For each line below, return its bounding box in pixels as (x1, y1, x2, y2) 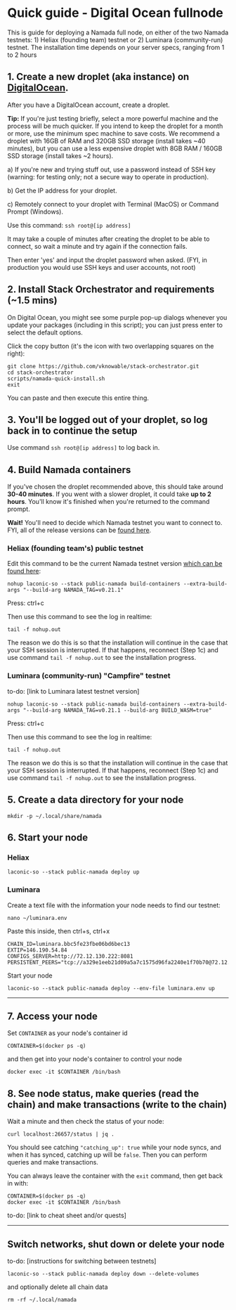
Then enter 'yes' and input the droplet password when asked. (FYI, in (7, 255, 207, 264)
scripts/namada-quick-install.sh (7, 375, 105, 382)
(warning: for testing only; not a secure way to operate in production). (7, 172, 209, 181)
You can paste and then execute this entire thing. (7, 394, 150, 402)
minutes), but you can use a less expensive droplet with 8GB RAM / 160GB (7, 144, 223, 153)
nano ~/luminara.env (7, 914, 68, 921)
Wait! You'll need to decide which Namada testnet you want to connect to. (7, 519, 223, 527)
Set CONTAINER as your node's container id (7, 1029, 128, 1037)
